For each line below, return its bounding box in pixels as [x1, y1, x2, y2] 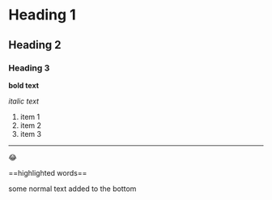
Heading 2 [8, 38, 62, 52]
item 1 [19, 112, 40, 121]
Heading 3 [8, 62, 50, 74]
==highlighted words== [8, 168, 87, 177]
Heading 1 [8, 6, 77, 24]
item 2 [19, 120, 42, 130]
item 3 [19, 129, 42, 138]
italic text [8, 96, 39, 106]
